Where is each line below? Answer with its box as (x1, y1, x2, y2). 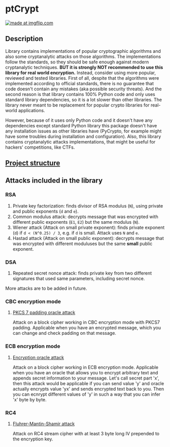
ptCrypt (5, 3, 39, 15)
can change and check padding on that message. (12, 330, 117, 336)
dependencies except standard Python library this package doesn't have (5, 122, 157, 128)
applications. (18, 107, 45, 113)
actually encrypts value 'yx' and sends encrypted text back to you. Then (12, 386, 164, 392)
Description (5, 35, 43, 43)
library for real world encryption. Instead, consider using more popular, (5, 70, 156, 76)
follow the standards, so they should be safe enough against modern (5, 59, 149, 65)
